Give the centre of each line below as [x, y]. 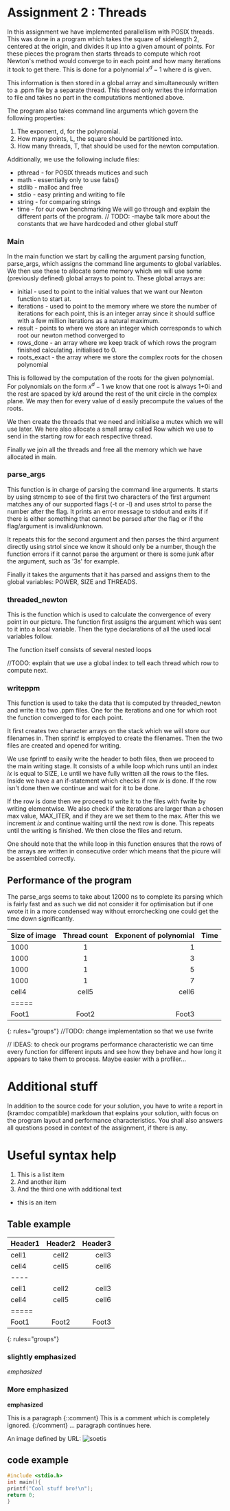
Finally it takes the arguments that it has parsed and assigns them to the [109, 574]
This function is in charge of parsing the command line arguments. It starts [113, 489]
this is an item [37, 1202]
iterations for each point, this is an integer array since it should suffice [116, 313]
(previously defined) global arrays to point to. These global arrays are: [106, 278]
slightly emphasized [42, 1356]
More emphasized [38, 1389]
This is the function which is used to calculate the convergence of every [109, 615]
